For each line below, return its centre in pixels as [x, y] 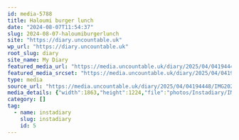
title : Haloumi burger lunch [51, 21]
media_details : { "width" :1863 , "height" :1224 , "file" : [87, 93]
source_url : [25, 86]
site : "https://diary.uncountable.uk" [65, 40]
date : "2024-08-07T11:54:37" [51, 27]
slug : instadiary [46, 119]
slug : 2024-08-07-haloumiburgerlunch [63, 34]
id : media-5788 [30, 14]
